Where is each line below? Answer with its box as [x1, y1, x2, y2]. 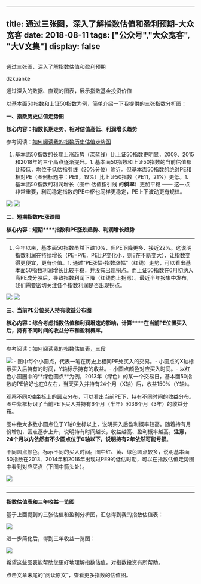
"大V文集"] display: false [6, 41, 100, 51]
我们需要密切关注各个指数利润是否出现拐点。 [14, 282, 126, 289]
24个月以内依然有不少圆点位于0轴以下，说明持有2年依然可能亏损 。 [6, 435, 172, 442]
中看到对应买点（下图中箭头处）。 [6, 463, 88, 470]
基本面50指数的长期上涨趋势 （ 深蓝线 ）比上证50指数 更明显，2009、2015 [14, 151, 194, 158]
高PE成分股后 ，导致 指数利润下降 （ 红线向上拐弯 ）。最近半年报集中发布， [14, 274, 193, 281]
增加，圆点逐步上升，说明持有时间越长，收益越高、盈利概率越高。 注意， [11, 428, 190, 435]
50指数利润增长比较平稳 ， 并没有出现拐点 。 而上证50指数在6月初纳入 [25, 267, 194, 274]
